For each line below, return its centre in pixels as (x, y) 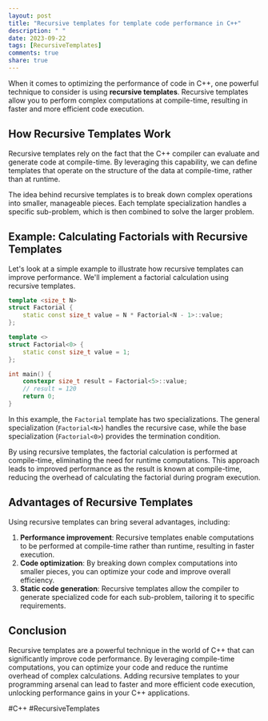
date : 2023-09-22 (37, 38)
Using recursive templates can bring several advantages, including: (119, 521)
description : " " (37, 30)
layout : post (30, 16)
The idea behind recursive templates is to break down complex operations (131, 194)
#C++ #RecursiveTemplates (54, 708)
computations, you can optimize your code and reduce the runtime (118, 667)
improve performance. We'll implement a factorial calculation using (119, 277)
